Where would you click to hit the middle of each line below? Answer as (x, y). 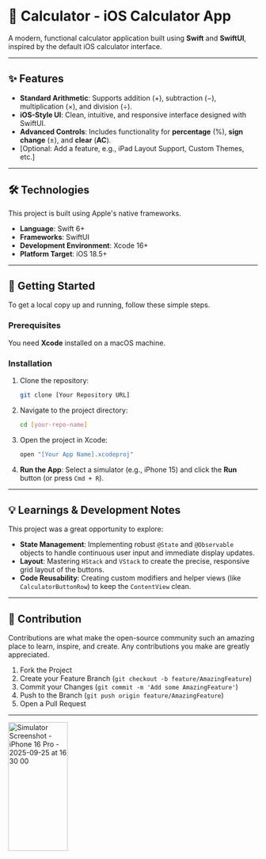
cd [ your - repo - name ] (53, 424)
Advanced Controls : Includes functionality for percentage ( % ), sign (131, 131)
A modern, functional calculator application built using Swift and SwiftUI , (127, 38)
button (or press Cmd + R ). (62, 477)
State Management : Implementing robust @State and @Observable (127, 545)
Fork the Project (46, 670)
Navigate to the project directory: (74, 410)
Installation (30, 363)
